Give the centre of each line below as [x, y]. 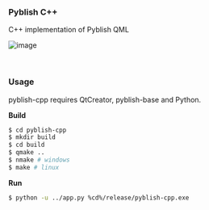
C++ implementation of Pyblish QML [69, 30]
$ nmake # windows [39, 160]
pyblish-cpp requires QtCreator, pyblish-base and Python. [105, 99]
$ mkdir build [32, 137]
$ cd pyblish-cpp [38, 130]
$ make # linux [34, 167]
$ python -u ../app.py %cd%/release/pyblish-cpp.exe [99, 197]
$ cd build [27, 145]
